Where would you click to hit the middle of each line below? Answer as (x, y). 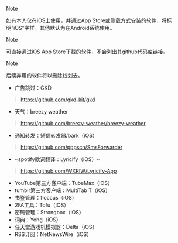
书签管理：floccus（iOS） (46, 198)
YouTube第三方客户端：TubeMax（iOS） (64, 183)
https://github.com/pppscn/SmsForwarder (71, 147)
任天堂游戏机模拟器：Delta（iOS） (56, 227)
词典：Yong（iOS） (38, 220)
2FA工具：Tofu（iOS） (42, 205)
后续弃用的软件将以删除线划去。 (44, 75)
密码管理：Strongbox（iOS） (49, 212)
